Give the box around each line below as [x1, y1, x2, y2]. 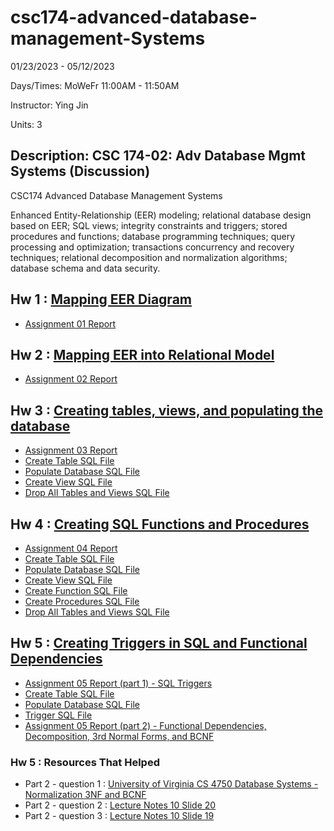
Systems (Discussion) [10, 163, 151, 180]
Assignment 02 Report [24, 373, 118, 385]
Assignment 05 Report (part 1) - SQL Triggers [24, 677, 213, 689]
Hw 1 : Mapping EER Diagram [10, 291, 192, 308]
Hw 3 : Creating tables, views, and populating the [10, 402, 324, 419]
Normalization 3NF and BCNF [24, 789, 147, 801]
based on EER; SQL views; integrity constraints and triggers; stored [10, 219, 288, 231]
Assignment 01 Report [24, 317, 117, 330]
